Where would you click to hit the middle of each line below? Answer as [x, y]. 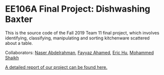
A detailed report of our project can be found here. [56, 67]
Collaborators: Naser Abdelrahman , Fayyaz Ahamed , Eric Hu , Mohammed [80, 53]
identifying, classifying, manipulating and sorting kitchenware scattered [77, 38]
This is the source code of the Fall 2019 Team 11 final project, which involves [82, 33]
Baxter [19, 19]
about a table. [19, 43]
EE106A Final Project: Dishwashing [78, 9]
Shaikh [12, 57]
